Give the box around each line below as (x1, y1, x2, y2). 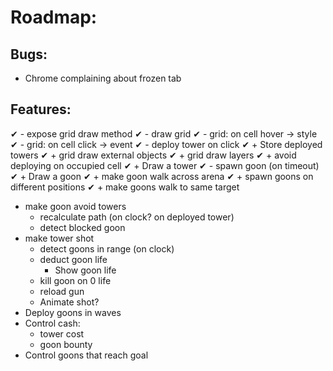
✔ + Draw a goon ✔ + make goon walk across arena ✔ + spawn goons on (10, 170, 314, 182)
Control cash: (24, 317, 81, 329)
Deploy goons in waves (24, 306, 122, 318)
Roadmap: (10, 6, 98, 29)
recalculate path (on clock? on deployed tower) (39, 211, 235, 223)
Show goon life (54, 264, 117, 276)
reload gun (39, 285, 85, 297)
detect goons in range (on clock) (39, 242, 175, 255)
